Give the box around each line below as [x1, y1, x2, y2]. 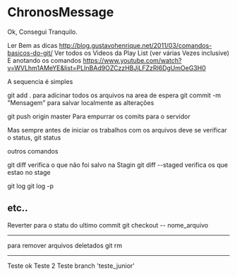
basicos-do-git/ [7, 49, 53, 57]
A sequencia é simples [7, 77, 73, 85]
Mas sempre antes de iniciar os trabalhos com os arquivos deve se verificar [7, 125, 227, 134]
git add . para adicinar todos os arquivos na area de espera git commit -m [7, 91, 221, 99]
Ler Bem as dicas [7, 41, 58, 49]
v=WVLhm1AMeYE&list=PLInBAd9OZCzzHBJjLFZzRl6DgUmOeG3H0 [7, 63, 206, 72]
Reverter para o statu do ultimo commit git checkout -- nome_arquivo [7, 221, 209, 229]
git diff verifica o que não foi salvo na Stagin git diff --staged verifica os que [7, 160, 228, 169]
